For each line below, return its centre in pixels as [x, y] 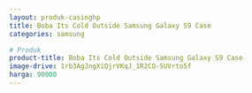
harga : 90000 [33, 75]
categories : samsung [47, 34]
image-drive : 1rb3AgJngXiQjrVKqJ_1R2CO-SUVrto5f [100, 66]
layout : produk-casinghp [55, 17]
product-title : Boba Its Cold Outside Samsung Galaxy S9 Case [126, 58]
